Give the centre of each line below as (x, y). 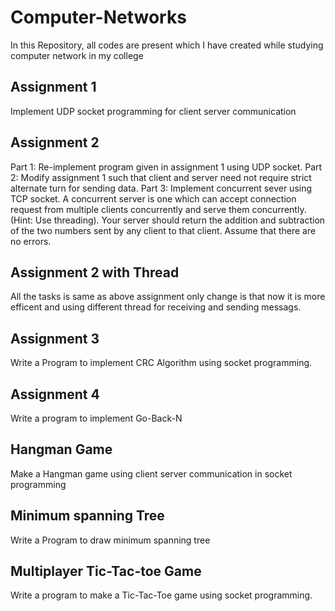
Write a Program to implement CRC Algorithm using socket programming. (161, 363)
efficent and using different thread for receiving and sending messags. (156, 307)
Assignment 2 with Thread (95, 272)
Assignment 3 (55, 338)
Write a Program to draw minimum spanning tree (110, 540)
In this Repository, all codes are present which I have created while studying (167, 45)
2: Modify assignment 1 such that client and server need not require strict (161, 177)
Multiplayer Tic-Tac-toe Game (106, 571)
